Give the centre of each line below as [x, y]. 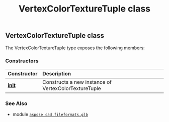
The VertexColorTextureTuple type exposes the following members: [75, 48]
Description [57, 73]
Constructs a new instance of [77, 82]
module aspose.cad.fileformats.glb [50, 114]
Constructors [22, 61]
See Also [16, 103]
